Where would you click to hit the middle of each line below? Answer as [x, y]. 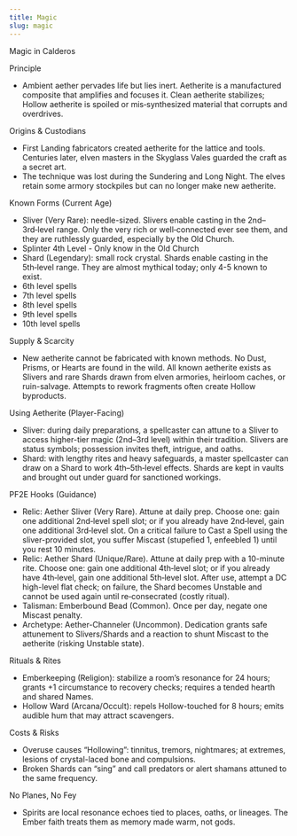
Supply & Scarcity [42, 340]
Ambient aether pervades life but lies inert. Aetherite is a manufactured [152, 85]
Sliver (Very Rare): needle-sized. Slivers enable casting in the [134, 220]
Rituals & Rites [35, 660]
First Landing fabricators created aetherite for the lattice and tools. [144, 148]
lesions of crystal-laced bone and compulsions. [109, 759]
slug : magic [31, 26]
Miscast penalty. [52, 615]
